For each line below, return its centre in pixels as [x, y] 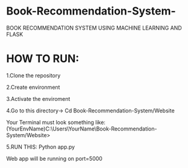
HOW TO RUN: [43, 59]
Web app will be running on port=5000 [54, 158]
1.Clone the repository [33, 75]
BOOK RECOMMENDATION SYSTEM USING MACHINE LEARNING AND [94, 28]
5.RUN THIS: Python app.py [41, 147]
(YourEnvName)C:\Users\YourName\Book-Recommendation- [82, 129]
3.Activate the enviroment [38, 99]
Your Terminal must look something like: [56, 122]
